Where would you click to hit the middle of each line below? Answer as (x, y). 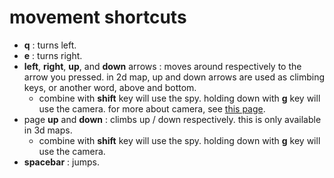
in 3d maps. (48, 130)
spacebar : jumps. (61, 162)
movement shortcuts (98, 17)
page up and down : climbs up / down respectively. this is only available (172, 119)
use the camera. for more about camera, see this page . (152, 108)
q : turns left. (50, 45)
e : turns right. (53, 55)
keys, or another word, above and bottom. (110, 87)
